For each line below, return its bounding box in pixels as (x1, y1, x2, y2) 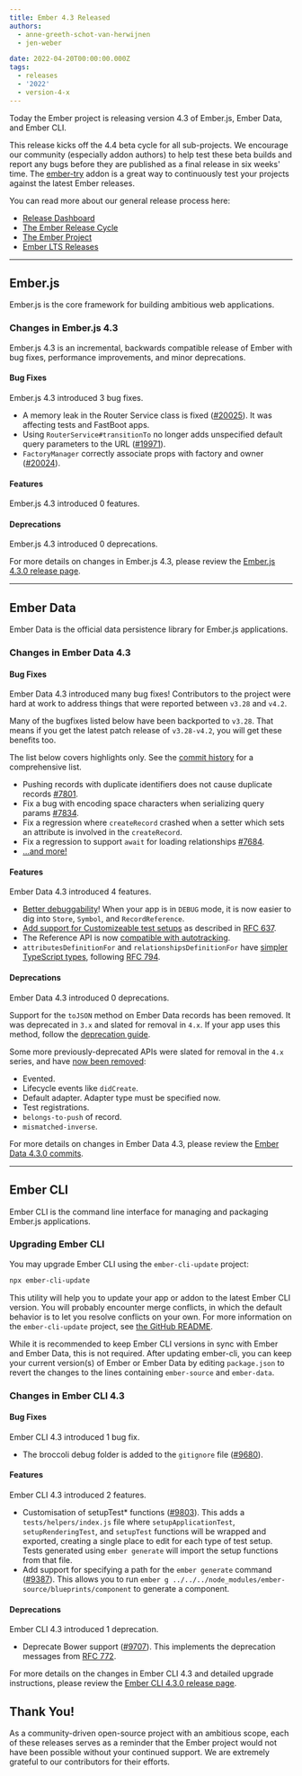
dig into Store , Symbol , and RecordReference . (22, 913, 185, 924)
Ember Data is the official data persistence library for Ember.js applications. (9, 624, 289, 635)
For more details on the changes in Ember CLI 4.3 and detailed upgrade (9, 1668, 274, 1679)
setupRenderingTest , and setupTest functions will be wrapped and (22, 1526, 267, 1537)
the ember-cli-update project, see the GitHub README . (9, 1320, 214, 1331)
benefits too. (9, 734, 57, 746)
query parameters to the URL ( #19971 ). (22, 438, 166, 449)
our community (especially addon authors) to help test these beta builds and (9, 149, 292, 160)
